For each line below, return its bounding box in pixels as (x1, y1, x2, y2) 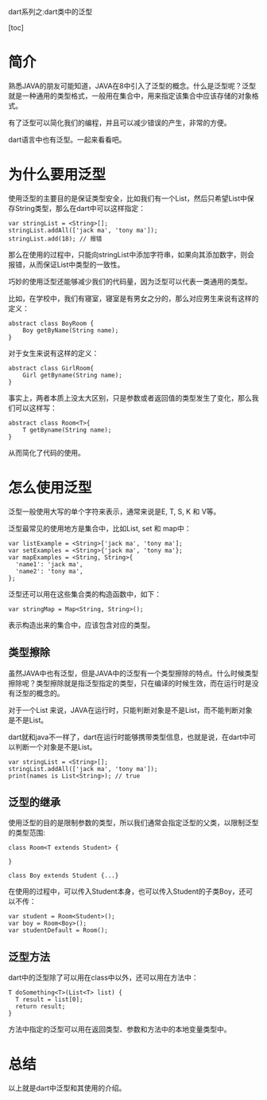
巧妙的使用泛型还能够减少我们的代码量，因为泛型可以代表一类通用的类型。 (8, 276, 252, 286)
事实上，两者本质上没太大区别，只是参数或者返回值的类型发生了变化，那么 (8, 393, 252, 402)
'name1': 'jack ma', (15, 560, 83, 568)
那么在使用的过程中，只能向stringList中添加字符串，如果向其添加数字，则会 (8, 249, 254, 259)
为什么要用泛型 (8, 166, 106, 184)
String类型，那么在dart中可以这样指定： (14, 203, 145, 213)
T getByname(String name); (22, 425, 112, 434)
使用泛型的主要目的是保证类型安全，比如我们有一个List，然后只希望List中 (8, 194, 248, 203)
